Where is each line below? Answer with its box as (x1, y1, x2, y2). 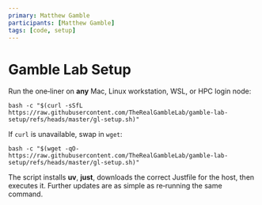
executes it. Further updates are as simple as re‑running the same (8, 181, 223, 191)
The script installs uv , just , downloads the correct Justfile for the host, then (8, 173, 255, 182)
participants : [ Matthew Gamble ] (8, 19, 115, 27)
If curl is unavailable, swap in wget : (8, 130, 123, 139)
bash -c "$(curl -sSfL (8, 102, 83, 110)
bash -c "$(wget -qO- (8, 145, 80, 153)
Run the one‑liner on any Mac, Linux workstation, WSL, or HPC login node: (8, 86, 252, 96)
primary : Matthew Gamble (8, 11, 90, 20)
